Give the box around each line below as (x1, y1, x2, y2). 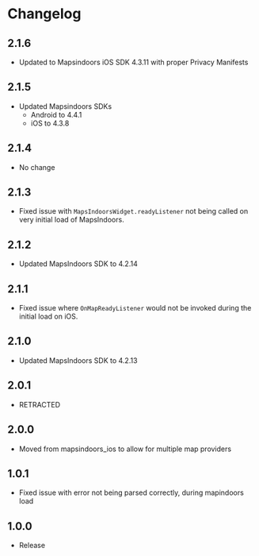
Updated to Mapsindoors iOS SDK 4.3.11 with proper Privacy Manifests (18, 57, 249, 67)
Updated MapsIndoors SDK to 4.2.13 (18, 355, 138, 365)
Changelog (7, 5, 82, 23)
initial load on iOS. (18, 311, 78, 322)
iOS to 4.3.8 (30, 118, 70, 128)
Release (18, 541, 45, 550)
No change (18, 162, 55, 172)
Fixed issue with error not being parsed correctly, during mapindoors (18, 488, 245, 497)
